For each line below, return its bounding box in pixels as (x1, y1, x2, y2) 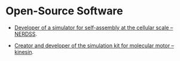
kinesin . (14, 48, 34, 55)
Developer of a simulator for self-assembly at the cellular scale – (14, 24, 173, 31)
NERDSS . (14, 30, 37, 37)
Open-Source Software (5, 4, 123, 18)
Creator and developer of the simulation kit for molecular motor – (14, 42, 175, 49)
